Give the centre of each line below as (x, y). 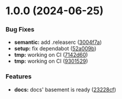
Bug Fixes (20, 30)
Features (19, 76)
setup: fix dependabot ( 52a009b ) (55, 49)
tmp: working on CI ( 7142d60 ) (51, 55)
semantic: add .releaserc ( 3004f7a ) (58, 42)
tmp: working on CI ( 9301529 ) (51, 61)
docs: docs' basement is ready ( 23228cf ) (65, 90)
